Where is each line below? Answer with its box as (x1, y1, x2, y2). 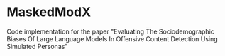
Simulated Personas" (6, 42, 68, 50)
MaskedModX (6, 4, 92, 20)
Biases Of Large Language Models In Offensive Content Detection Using (6, 34, 218, 43)
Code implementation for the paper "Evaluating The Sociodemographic (6, 27, 214, 36)
